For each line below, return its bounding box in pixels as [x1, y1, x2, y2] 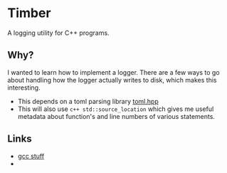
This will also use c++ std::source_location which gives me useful [17, 105, 214, 113]
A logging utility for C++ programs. [7, 28, 110, 37]
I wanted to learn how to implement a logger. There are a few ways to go [7, 68, 220, 76]
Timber [7, 5, 51, 21]
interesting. [7, 83, 41, 92]
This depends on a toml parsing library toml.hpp [17, 97, 159, 105]
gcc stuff [17, 152, 45, 160]
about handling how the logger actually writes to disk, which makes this [7, 75, 217, 84]
